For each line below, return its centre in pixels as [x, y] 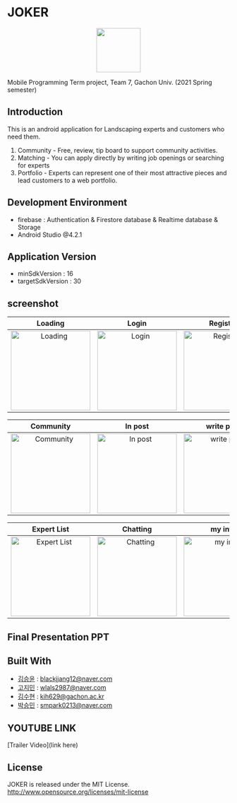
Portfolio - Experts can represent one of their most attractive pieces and [122, 172]
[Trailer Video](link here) [43, 745]
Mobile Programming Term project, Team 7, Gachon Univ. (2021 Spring [110, 82]
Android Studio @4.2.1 [50, 235]
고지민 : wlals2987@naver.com [62, 688]
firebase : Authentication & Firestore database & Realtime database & [118, 219]
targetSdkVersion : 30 [49, 281]
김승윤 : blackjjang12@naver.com [65, 679]
